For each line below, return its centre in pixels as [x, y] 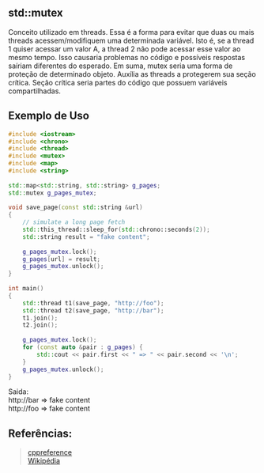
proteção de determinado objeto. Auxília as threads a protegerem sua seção [132, 74]
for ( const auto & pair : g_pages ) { [83, 347]
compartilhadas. [35, 91]
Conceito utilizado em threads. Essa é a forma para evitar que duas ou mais [131, 32]
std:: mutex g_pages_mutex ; [53, 193]
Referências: [40, 433]
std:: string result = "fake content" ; [86, 236]
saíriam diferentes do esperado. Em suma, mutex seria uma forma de [121, 66]
